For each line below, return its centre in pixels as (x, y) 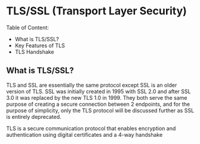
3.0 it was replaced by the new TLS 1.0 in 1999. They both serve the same (97, 97)
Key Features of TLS (40, 45)
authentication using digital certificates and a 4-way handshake (84, 134)
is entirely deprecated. (34, 117)
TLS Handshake (34, 51)
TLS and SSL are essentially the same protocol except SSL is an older (92, 85)
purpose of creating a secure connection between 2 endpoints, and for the (98, 104)
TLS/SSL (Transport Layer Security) (96, 11)
